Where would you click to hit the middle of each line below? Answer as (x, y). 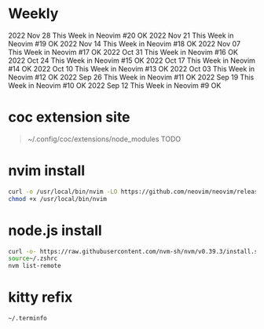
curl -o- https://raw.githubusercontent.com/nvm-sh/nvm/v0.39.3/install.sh (135, 251)
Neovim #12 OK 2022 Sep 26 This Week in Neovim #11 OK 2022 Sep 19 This (131, 77)
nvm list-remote (35, 266)
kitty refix (40, 297)
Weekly (33, 14)
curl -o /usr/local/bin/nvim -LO (63, 192)
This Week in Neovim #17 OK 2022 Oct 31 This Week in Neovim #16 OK (123, 52)
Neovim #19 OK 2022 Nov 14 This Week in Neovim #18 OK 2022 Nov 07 (125, 43)
